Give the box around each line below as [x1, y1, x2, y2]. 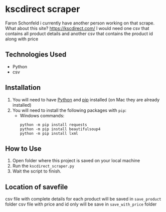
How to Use [5, 144, 42, 153]
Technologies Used [5, 50, 66, 59]
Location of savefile [5, 183, 68, 191]
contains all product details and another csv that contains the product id [5, 30, 153, 36]
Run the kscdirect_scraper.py [12, 163, 75, 169]
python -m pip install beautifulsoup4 [19, 126, 101, 132]
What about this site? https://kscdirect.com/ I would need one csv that [5, 25, 150, 31]
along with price [5, 36, 38, 42]
